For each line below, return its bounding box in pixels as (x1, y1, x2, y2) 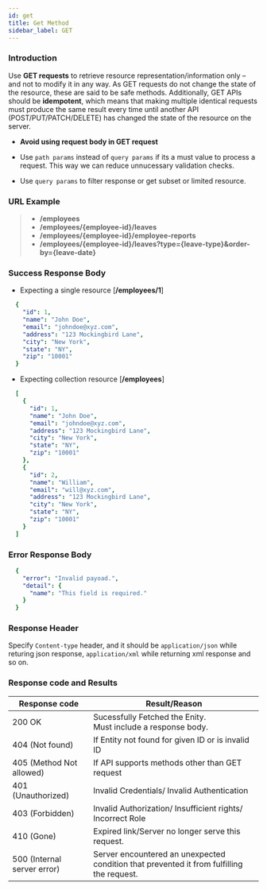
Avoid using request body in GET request (19, 137, 159, 146)
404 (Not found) (12, 739, 74, 750)
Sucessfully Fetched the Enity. (92, 711, 207, 722)
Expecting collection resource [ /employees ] (19, 374, 165, 384)
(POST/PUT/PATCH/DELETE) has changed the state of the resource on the (8, 113, 252, 122)
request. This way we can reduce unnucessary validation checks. (19, 161, 234, 170)
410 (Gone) (12, 830, 57, 842)
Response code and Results (8, 677, 118, 688)
